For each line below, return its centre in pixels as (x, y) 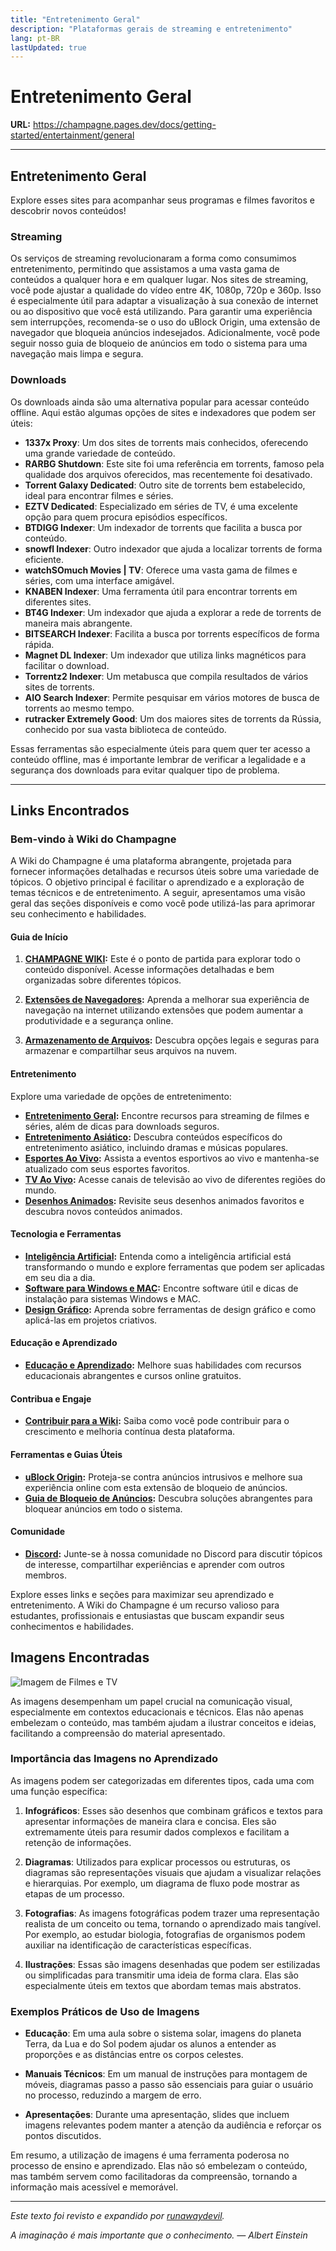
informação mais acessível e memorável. (94, 2187)
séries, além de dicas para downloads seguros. (122, 1126)
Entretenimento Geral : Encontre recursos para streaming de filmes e (167, 1115)
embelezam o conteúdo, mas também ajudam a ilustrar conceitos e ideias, (163, 1722)
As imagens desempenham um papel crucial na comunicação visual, (151, 1701)
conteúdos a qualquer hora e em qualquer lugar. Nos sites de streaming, (159, 280)
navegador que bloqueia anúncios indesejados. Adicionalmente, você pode (165, 333)
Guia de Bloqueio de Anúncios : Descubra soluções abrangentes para (168, 1498)
